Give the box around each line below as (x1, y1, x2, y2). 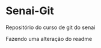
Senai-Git (5, 4, 55, 18)
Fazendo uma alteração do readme (5, 35, 93, 42)
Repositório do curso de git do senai (5, 24, 96, 31)
